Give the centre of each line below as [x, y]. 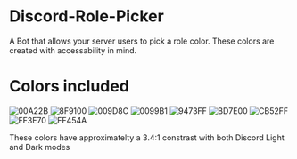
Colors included [69, 87]
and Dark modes [40, 147]
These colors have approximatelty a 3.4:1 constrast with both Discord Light [147, 137]
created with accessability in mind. [73, 50]
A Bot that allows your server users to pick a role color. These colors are [142, 41]
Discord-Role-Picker [87, 16]
